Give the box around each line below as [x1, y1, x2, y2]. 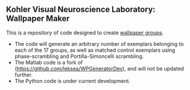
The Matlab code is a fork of [14, 59, 83, 66]
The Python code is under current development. [14, 77, 130, 84]
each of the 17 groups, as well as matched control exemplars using [14, 46, 175, 53]
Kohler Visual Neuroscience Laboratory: [6, 5, 156, 15]
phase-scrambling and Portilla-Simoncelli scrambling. [14, 52, 144, 60]
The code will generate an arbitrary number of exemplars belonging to [14, 40, 184, 47]
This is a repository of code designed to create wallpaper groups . [6, 29, 164, 36]
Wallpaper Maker [6, 14, 70, 24]
